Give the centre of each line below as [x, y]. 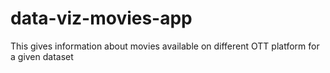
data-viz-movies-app [101, 18]
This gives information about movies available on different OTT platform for [165, 46]
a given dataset [42, 56]
